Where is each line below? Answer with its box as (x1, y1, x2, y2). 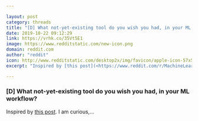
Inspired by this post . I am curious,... (6, 108, 94, 115)
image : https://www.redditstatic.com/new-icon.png (6, 41, 133, 47)
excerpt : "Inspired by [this (6, 63, 78, 69)
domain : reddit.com (6, 46, 54, 53)
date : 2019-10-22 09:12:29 (6, 30, 72, 36)
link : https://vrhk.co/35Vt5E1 (6, 36, 83, 42)
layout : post (6, 14, 38, 19)
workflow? (6, 95, 37, 103)
